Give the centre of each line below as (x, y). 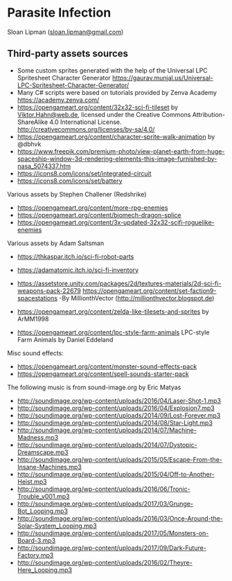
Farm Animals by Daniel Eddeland (65, 339)
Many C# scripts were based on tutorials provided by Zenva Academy (117, 92)
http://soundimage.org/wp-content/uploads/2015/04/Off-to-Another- (116, 474)
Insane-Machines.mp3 (49, 467)
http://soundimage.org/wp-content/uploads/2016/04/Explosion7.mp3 (116, 408)
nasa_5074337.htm (44, 166)
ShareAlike (33, 122)
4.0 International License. (86, 122)
